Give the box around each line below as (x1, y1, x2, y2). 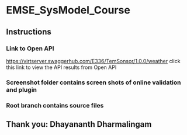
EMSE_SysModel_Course (6, 4, 130, 17)
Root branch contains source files (6, 101, 104, 109)
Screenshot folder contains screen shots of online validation (6, 78, 181, 86)
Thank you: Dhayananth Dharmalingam (6, 119, 152, 129)
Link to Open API (6, 44, 54, 53)
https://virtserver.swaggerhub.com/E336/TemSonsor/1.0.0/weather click (6, 57, 181, 64)
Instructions (6, 27, 51, 37)
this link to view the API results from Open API (6, 64, 117, 71)
